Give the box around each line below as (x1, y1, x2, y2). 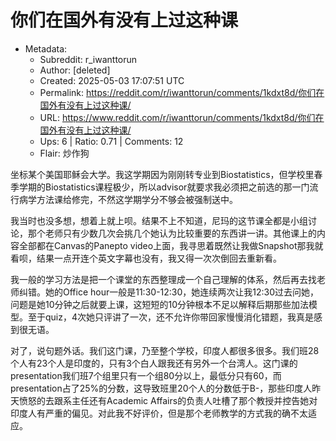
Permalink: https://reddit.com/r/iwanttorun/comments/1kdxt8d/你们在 (39, 86, 325, 98)
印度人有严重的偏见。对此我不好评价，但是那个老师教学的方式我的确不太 (10, 407, 308, 419)
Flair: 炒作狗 (39, 147, 90, 159)
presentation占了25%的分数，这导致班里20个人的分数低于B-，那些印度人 (10, 382, 313, 394)
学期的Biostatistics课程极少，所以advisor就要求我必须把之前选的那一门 (18, 181, 310, 193)
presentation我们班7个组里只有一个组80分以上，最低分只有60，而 (10, 369, 282, 381)
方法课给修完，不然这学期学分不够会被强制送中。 (36, 193, 238, 205)
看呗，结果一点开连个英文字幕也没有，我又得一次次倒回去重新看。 (10, 252, 282, 264)
